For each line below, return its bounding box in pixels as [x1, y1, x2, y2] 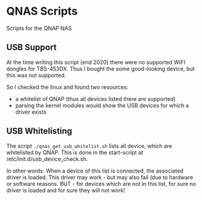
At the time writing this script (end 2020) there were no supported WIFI [6, 58, 185, 65]
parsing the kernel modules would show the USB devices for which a [15, 102, 189, 109]
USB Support [6, 42, 57, 53]
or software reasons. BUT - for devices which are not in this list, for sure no [6, 180, 196, 187]
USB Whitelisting [6, 126, 72, 136]
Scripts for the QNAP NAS [6, 24, 72, 32]
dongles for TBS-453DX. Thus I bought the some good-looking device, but [6, 65, 195, 72]
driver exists [15, 108, 47, 116]
